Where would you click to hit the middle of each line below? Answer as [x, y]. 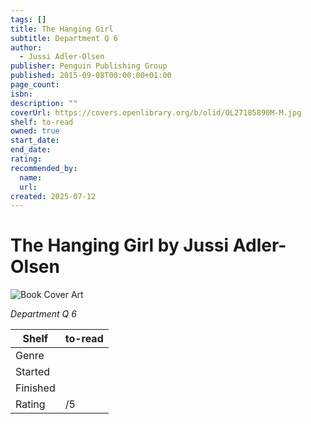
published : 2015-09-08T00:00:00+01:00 [91, 76]
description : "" [44, 103]
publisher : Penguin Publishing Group [89, 66]
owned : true [35, 131]
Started [33, 372]
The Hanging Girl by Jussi [120, 245]
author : [26, 47]
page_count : [35, 85]
